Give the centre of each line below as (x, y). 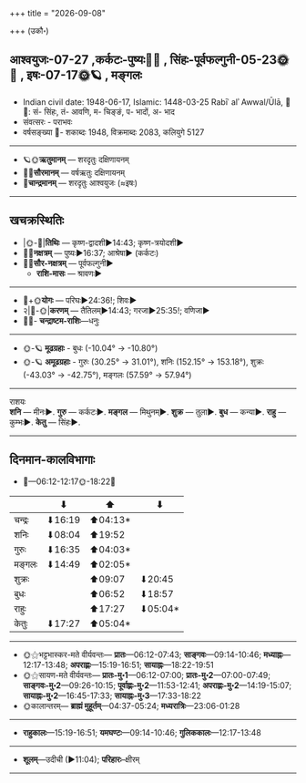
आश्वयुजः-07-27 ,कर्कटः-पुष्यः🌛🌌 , (88, 60)
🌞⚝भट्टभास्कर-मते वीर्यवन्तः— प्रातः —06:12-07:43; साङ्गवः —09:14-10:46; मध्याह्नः (153, 654)
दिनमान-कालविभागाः (52, 460)
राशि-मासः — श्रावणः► (69, 273)
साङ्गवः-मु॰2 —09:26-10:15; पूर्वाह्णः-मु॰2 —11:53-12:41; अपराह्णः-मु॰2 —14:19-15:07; (157, 685)
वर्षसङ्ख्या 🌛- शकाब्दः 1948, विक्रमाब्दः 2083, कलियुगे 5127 (113, 132)
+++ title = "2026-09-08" (58, 13)
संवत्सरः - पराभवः (47, 121)
